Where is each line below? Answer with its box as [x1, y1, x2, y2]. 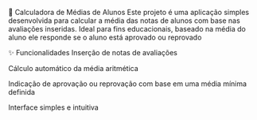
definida [8, 88, 36, 96]
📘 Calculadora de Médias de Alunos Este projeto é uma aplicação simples [8, 8, 250, 17]
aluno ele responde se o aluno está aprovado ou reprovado [8, 32, 202, 42]
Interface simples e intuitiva [8, 103, 99, 112]
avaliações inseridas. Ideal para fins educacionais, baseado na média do [8, 24, 247, 33]
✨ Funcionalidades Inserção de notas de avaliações [8, 48, 177, 57]
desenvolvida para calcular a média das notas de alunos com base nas [8, 16, 240, 25]
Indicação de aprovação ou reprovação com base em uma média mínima [8, 79, 247, 88]
